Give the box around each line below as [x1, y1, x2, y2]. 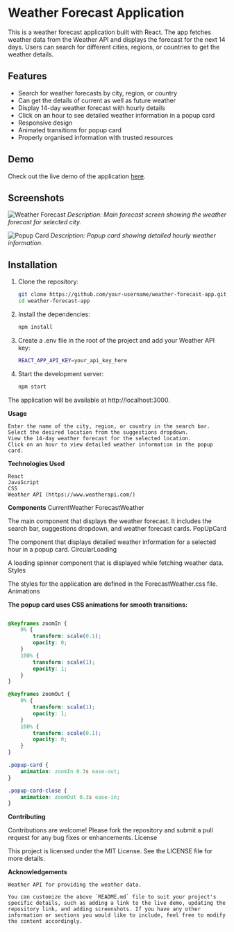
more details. [8, 855, 46, 863]
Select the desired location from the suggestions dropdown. [8, 428, 189, 436]
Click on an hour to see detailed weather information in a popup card [17, 111, 215, 119]
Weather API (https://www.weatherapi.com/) [8, 491, 136, 498]
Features [8, 70, 47, 82]
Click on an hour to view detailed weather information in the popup [8, 441, 214, 448]
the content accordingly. [8, 918, 83, 925]
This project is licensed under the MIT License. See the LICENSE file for [8, 847, 213, 855]
